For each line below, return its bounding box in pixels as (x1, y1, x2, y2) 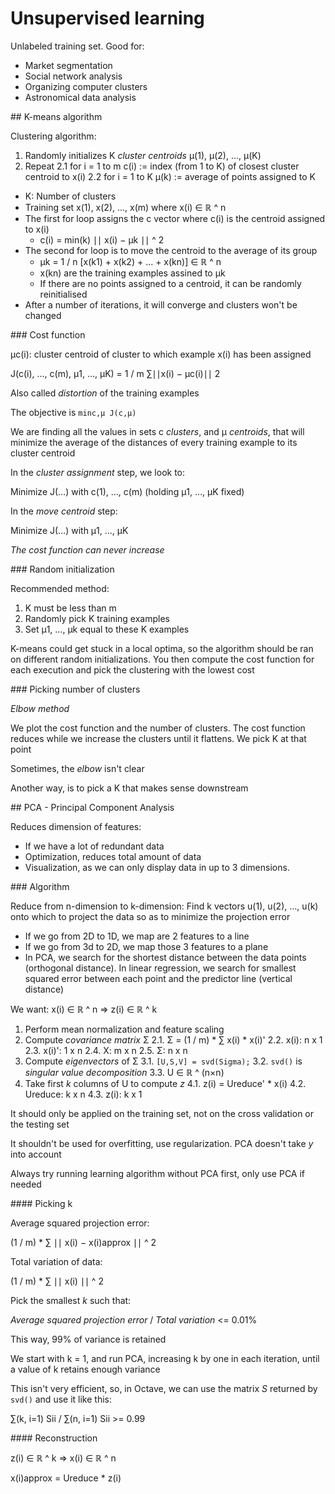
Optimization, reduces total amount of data (24, 850, 202, 862)
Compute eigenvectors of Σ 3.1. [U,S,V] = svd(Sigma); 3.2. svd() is (24, 1055, 303, 1067)
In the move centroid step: (10, 505, 118, 517)
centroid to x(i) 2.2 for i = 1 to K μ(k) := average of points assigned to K (24, 170, 316, 182)
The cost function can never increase (10, 543, 165, 556)
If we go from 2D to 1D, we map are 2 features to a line (24, 930, 250, 942)
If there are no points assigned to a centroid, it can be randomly (39, 277, 302, 289)
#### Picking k (10, 1197, 73, 1209)
